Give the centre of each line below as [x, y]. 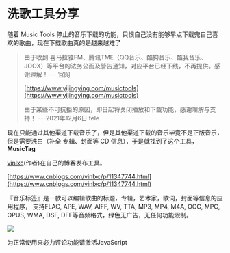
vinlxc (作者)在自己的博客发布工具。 [56, 163]
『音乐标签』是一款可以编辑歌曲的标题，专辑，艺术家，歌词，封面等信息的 [112, 198]
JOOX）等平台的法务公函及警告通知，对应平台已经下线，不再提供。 [119, 66]
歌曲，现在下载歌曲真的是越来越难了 [70, 42]
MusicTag [21, 148]
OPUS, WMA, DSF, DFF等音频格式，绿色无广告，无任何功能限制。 [100, 215]
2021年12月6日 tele [73, 118]
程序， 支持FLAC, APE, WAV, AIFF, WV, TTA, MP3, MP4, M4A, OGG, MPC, [116, 207]
